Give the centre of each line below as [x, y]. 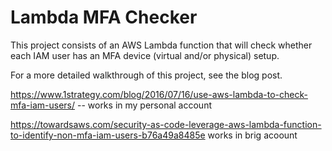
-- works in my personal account [144, 105]
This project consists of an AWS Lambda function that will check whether [161, 45]
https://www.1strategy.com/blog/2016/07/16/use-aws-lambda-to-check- [159, 94]
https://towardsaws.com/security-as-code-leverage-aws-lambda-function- [166, 124]
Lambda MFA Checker [104, 17]
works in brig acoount [252, 135]
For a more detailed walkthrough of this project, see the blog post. [146, 75]
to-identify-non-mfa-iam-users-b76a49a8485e [108, 135]
